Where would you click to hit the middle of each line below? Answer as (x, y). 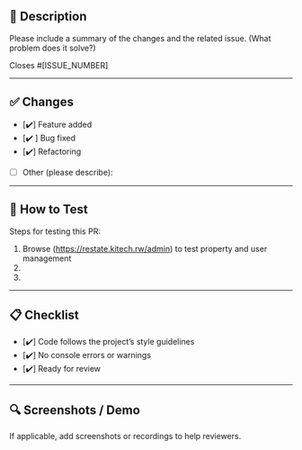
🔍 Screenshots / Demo (75, 410)
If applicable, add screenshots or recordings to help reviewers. (125, 436)
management (47, 258)
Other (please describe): (68, 172)
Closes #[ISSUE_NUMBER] (59, 65)
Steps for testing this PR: (55, 231)
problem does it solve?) (53, 48)
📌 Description (48, 17)
